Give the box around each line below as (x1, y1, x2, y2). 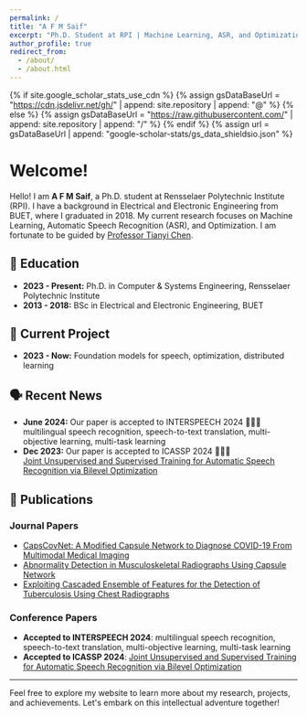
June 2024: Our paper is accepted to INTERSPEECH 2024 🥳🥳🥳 (22, 417, 262, 428)
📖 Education (9, 256, 79, 272)
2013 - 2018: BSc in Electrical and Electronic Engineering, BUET (22, 299, 264, 311)
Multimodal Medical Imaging (22, 550, 130, 561)
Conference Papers (9, 611, 98, 624)
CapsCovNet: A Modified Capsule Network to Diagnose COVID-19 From (22, 540, 292, 551)
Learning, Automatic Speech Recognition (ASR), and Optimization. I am (9, 219, 277, 230)
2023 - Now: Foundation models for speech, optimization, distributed (22, 350, 285, 361)
